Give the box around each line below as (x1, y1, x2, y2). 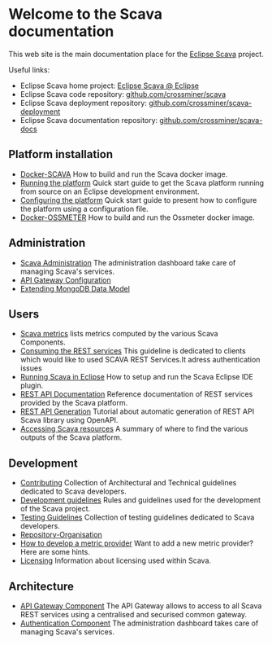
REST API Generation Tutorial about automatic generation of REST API (19, 406, 254, 416)
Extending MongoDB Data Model (19, 283, 130, 293)
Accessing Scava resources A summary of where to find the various (19, 424, 248, 434)
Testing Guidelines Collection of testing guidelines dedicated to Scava (19, 512, 255, 522)
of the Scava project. (19, 504, 91, 514)
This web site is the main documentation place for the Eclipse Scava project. (8, 49, 264, 59)
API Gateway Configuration (19, 274, 111, 285)
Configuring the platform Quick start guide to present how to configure (19, 195, 257, 204)
